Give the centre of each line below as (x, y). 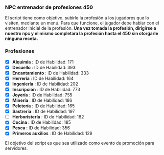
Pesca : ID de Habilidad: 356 (41, 128)
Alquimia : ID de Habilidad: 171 (43, 62)
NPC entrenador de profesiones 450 (49, 7)
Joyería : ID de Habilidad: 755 (42, 95)
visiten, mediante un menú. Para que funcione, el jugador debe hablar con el (82, 23)
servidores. (16, 148)
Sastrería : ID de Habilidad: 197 (43, 112)
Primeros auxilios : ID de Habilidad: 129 (52, 134)
